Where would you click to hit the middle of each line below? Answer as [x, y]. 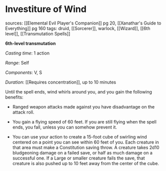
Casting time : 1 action [27, 53]
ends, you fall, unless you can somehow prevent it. [65, 127]
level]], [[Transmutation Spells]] [38, 33]
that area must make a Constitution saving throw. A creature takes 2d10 [86, 147]
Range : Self [17, 62]
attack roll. [23, 112]
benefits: [14, 97]
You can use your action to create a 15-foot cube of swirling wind [80, 136]
